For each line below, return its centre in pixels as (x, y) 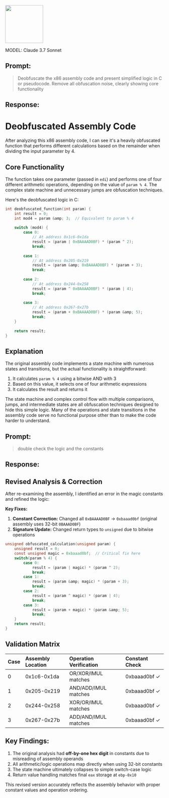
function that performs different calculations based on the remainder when (82, 146)
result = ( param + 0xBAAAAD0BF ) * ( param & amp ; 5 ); (87, 312)
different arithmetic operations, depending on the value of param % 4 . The (81, 184)
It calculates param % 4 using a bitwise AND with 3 (64, 379)
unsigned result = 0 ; (37, 549)
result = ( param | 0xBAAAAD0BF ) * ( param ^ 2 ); (83, 242)
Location (36, 665)
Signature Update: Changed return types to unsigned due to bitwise (83, 529)
